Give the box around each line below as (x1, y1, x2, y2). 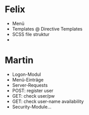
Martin (5, 54, 34, 66)
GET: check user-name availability (12, 98, 84, 104)
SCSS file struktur (12, 31, 50, 37)
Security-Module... (12, 103, 52, 110)
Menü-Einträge (12, 76, 44, 82)
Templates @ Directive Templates (12, 25, 82, 32)
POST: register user (12, 88, 54, 94)
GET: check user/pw (12, 93, 55, 99)
